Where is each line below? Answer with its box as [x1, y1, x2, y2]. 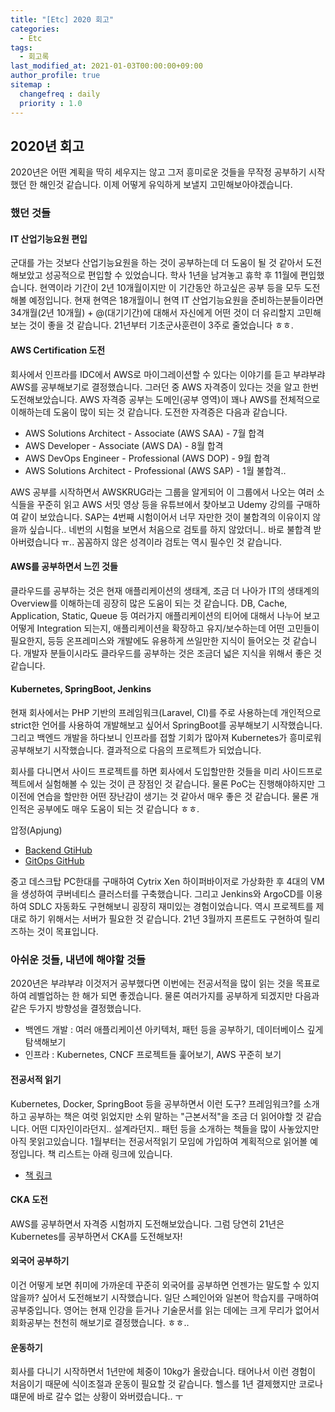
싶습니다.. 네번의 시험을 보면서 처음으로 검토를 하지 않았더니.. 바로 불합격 [28, 523, 312, 535]
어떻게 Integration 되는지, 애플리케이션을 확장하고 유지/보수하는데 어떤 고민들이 [10, 622, 320, 634]
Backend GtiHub [24, 844, 93, 856]
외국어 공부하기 [10, 1255, 70, 1267]
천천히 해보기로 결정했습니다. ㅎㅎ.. [53, 1316, 190, 1328]
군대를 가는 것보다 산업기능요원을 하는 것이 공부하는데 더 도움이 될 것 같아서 [10, 257, 304, 269]
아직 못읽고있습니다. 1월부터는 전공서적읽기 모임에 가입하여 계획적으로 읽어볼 [10, 1135, 308, 1147]
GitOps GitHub [24, 855, 85, 867]
